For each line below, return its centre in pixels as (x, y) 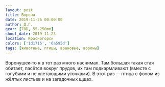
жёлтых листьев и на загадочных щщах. (49, 79)
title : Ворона (20, 15)
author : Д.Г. (19, 24)
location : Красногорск (29, 39)
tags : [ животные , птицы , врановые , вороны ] (52, 48)
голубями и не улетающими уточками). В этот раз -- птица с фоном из (82, 73)
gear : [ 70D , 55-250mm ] (29, 29)
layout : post (19, 10)
